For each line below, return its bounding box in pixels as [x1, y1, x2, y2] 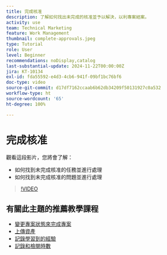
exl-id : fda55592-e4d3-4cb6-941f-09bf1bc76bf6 [6, 74, 122, 80]
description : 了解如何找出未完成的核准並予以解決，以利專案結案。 [6, 14, 149, 20]
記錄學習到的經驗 [14, 235, 56, 242]
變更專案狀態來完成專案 [14, 220, 71, 227]
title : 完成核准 [6, 8, 42, 15]
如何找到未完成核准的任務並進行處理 [14, 166, 103, 174]
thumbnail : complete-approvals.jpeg [6, 36, 96, 42]
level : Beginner [6, 52, 46, 58]
